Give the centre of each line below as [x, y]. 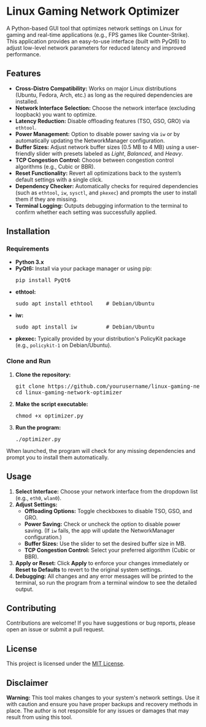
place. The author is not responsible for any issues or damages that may [97, 710]
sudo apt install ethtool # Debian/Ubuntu [85, 304]
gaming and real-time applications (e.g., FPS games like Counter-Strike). [98, 34]
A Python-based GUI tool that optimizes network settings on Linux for [94, 28]
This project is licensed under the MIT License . [66, 664]
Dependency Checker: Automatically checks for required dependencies [107, 186]
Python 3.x [29, 262]
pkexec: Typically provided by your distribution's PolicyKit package [100, 339]
